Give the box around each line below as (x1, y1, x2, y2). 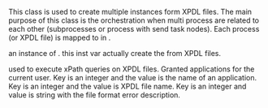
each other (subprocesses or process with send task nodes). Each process (8, 24, 260, 33)
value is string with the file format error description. (8, 90, 181, 100)
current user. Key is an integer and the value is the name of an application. (8, 73, 257, 82)
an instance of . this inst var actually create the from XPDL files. (8, 49, 222, 58)
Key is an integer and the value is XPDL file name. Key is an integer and (8, 81, 247, 91)
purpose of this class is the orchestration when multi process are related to (8, 15, 260, 25)
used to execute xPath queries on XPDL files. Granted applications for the (8, 64, 255, 74)
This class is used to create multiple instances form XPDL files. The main (8, 7, 253, 16)
